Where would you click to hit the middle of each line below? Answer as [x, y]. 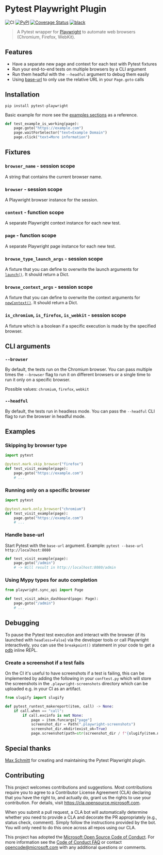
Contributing [25, 776]
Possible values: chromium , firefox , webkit [47, 389]
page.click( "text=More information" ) [52, 137]
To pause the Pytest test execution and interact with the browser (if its [75, 635]
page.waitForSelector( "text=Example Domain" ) [61, 133]
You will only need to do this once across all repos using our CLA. [71, 827]
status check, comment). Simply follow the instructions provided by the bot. [81, 822]
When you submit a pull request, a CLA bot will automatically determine [76, 812]
